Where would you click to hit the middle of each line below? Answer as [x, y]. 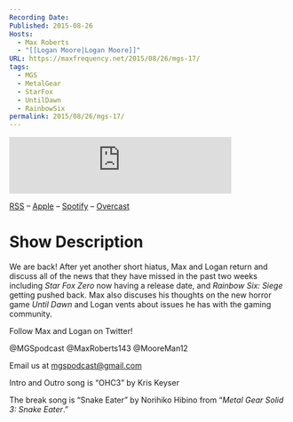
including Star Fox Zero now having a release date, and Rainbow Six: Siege [146, 286]
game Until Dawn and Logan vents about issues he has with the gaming [140, 305]
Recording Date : [39, 17]
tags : [19, 68]
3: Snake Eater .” [39, 410]
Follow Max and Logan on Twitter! [71, 331]
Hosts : [21, 34]
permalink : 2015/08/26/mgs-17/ [67, 116]
